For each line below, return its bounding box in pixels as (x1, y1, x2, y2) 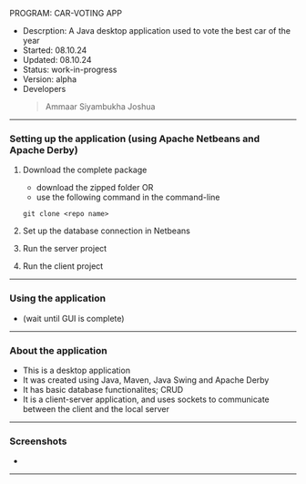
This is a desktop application (22, 365, 130, 376)
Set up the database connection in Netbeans (22, 225, 191, 236)
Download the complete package (22, 164, 148, 176)
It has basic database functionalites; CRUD (22, 384, 184, 395)
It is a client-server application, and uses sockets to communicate (22, 394, 270, 405)
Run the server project (22, 243, 107, 254)
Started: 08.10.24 (22, 45, 87, 56)
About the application (9, 344, 107, 356)
